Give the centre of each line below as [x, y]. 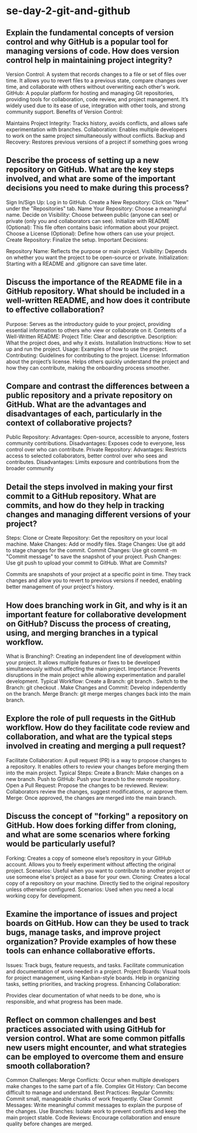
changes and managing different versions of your [98, 514]
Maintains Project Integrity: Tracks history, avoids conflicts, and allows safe [97, 123]
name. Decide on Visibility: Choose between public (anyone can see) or [92, 215]
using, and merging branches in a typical [82, 633]
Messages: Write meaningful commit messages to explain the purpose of [94, 1105]
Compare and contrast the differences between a [98, 386]
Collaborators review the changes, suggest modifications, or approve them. [97, 791]
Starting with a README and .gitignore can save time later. [77, 264]
